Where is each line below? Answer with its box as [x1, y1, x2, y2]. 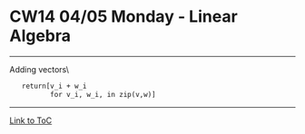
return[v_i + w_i [21, 81, 88, 91]
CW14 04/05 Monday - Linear [9, 6, 238, 27]
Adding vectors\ [9, 63, 70, 74]
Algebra [9, 25, 71, 46]
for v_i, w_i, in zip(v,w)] [49, 90, 156, 99]
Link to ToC [9, 115, 53, 126]
